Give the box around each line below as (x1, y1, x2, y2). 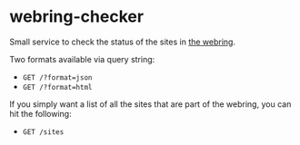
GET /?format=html (22, 82, 93, 92)
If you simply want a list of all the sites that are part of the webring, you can (9, 98, 292, 110)
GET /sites (22, 127, 65, 137)
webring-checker (9, 6, 144, 27)
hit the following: (9, 108, 72, 119)
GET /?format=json (22, 72, 93, 82)
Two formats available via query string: (9, 53, 155, 64)
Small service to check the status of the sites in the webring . (9, 36, 236, 47)
